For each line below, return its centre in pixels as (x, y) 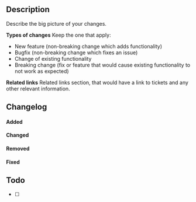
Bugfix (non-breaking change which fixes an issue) (76, 53)
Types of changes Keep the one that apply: (59, 35)
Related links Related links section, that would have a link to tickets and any (97, 82)
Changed (18, 135)
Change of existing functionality (53, 58)
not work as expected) (42, 71)
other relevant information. (38, 88)
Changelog (27, 107)
